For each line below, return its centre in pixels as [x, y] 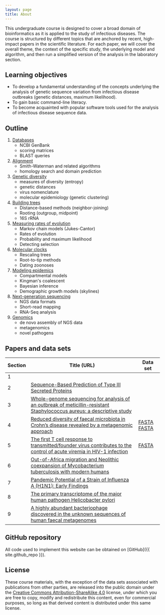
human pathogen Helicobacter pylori [73, 500]
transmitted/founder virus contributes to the [81, 445]
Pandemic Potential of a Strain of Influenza [80, 480]
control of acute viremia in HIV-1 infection [80, 451]
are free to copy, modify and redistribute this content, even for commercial [81, 597]
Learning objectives [36, 75]
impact [12, 44]
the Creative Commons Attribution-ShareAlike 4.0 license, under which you [81, 592]
